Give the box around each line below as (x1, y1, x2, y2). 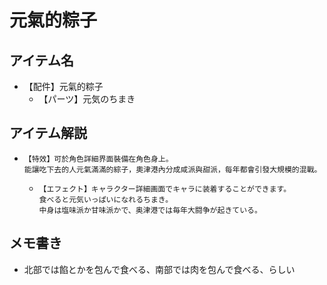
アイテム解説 (9, 125, 87, 142)
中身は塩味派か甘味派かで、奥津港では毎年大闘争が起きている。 (38, 205, 262, 215)
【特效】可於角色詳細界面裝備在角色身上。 (23, 154, 174, 164)
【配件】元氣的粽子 (23, 81, 104, 92)
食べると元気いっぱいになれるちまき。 (38, 194, 174, 205)
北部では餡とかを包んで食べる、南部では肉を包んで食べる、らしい (23, 263, 296, 275)
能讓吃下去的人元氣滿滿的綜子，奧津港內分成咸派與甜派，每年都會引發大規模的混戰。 (23, 164, 322, 175)
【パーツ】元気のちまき (38, 93, 136, 105)
